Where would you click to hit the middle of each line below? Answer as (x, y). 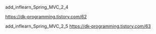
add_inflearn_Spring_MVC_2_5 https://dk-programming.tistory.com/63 (78, 26)
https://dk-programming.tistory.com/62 (46, 17)
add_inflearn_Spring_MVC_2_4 (37, 7)
